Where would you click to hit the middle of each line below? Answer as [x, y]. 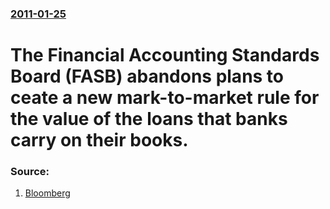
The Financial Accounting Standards [165, 55]
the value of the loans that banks [149, 119]
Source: [30, 172]
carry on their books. [99, 140]
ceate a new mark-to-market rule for [165, 98]
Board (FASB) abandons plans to [147, 76]
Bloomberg [47, 193]
